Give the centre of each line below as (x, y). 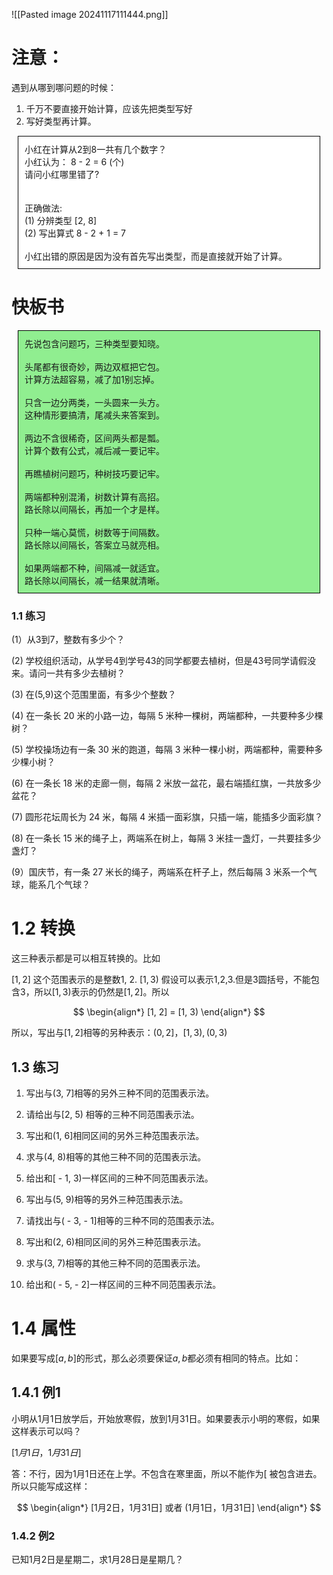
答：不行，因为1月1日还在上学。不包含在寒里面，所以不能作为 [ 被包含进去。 (167, 1473)
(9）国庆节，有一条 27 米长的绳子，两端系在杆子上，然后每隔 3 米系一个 (160, 872)
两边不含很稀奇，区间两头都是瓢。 (94, 438)
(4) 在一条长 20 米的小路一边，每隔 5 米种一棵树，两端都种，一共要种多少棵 (167, 716)
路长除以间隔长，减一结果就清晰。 (94, 580)
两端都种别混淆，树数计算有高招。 (94, 496)
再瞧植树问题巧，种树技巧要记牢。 (94, 473)
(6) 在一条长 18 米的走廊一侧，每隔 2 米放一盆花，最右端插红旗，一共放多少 (166, 783)
